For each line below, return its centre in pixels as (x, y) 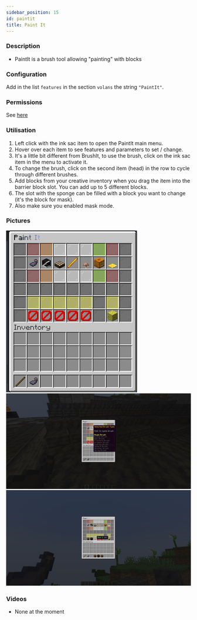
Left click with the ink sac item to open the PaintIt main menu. (89, 143)
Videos (16, 599)
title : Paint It (26, 25)
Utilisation (21, 131)
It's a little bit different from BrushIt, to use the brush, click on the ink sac (102, 155)
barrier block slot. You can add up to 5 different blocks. (81, 187)
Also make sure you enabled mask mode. (64, 205)
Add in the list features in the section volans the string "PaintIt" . (85, 87)
